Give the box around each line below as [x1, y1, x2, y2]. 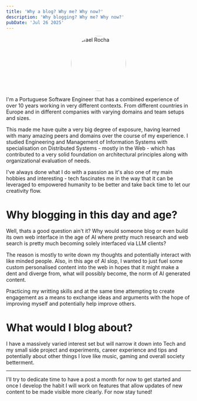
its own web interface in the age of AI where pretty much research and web [6, 233, 189, 241]
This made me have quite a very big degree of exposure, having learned [6, 126, 181, 133]
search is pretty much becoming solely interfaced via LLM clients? [6, 240, 167, 247]
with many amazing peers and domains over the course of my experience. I [6, 132, 188, 139]
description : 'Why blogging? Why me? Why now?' [6, 14, 125, 20]
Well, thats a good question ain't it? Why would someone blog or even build [6, 228, 188, 235]
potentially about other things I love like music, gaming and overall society [6, 353, 185, 360]
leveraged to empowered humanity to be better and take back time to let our [6, 181, 191, 188]
